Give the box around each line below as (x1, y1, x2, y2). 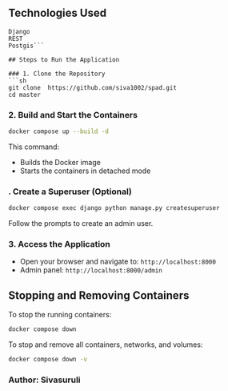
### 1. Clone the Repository (8, 70, 106, 78)
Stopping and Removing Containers (8, 288, 190, 302)
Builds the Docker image (19, 157, 102, 167)
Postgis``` (8, 42, 45, 50)
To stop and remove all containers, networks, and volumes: (8, 340, 203, 349)
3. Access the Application (8, 239, 110, 250)
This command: (8, 142, 60, 151)
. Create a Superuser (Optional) (8, 186, 132, 197)
